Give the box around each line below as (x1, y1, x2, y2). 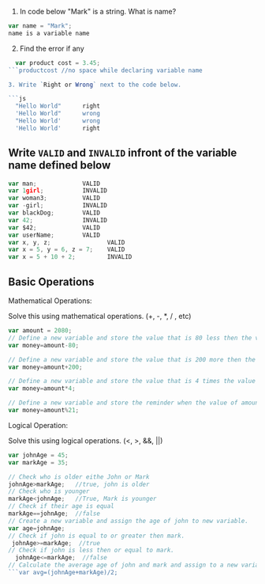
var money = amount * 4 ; (8, 385, 77, 392)
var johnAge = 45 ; (8, 451, 69, 459)
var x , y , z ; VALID (8, 238, 125, 246)
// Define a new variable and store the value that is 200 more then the (8, 355, 256, 363)
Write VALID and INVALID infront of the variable (8, 146, 237, 160)
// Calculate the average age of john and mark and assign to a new (8, 561, 238, 569)
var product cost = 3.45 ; (15, 59, 101, 66)
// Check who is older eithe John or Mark (8, 472, 150, 481)
